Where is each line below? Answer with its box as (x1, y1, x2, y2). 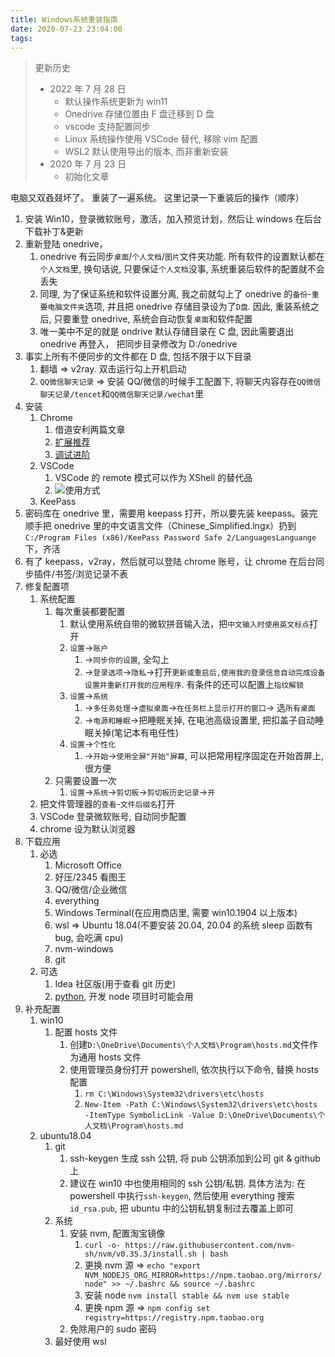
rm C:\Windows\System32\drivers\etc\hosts (84, 1089, 265, 1100)
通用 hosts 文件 (78, 1051, 142, 1063)
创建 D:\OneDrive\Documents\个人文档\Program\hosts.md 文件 (69, 1039, 310, 1051)
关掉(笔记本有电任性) (93, 727, 180, 739)
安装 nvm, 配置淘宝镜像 (69, 1227, 166, 1240)
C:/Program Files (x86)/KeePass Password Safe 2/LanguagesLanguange (24, 533, 317, 543)
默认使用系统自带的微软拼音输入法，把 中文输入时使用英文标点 (69, 618, 310, 630)
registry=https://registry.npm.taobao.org (84, 1313, 265, 1323)
